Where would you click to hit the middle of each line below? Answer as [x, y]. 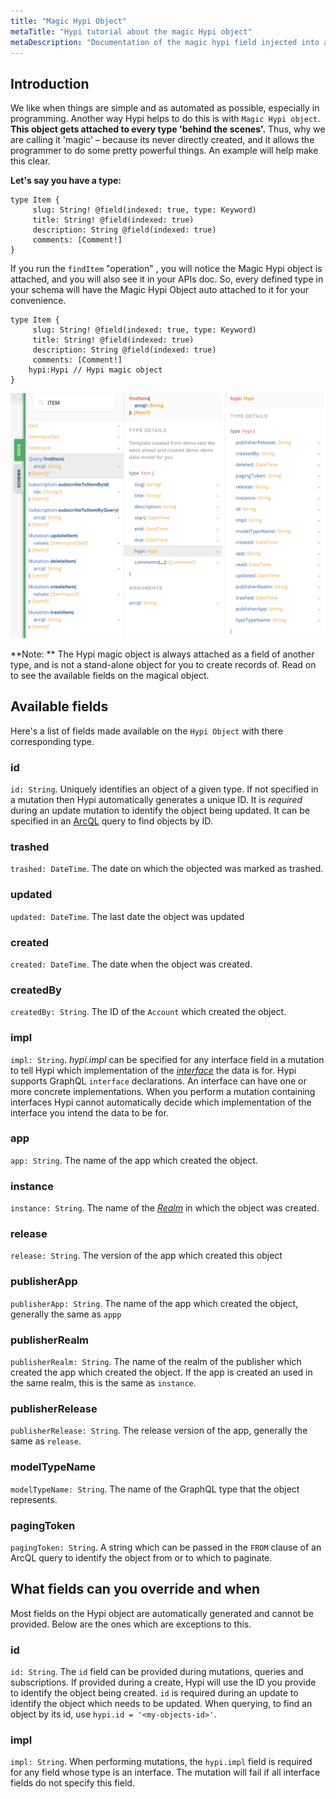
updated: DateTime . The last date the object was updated [127, 916]
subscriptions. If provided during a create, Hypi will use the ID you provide [163, 1682]
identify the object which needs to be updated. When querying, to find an [161, 1704]
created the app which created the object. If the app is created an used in [161, 1372]
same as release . [46, 1441]
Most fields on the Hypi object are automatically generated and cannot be [162, 1613]
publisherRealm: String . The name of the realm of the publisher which [156, 1362]
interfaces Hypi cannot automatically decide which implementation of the [161, 1102]
